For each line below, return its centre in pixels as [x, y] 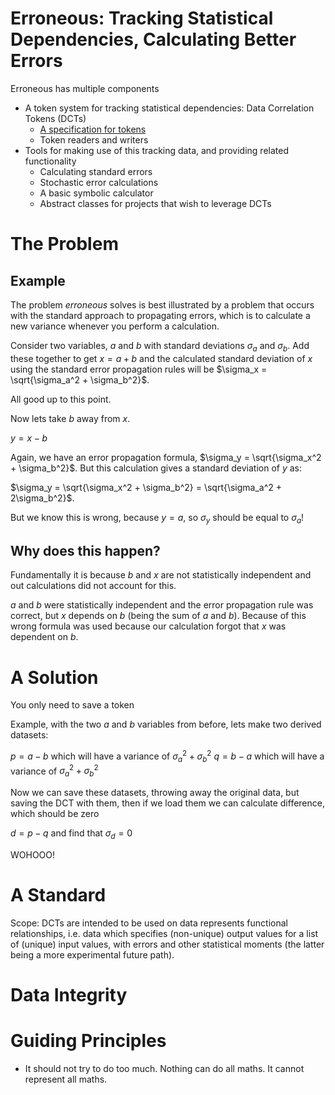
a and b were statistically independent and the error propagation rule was [162, 605]
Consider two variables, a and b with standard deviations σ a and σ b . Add [160, 346]
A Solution [54, 677]
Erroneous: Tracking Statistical [142, 18]
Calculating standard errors [96, 171]
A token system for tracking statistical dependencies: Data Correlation [169, 108]
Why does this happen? [85, 550]
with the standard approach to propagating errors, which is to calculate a [160, 315]
